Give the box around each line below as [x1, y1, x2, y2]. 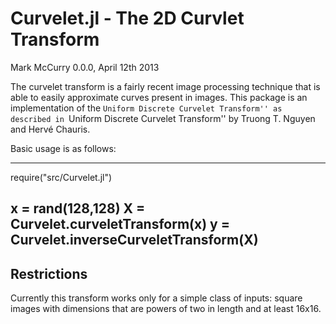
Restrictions [10, 265, 88, 282]
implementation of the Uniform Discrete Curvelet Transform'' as [10, 102, 283, 114]
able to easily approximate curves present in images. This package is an [10, 91, 308, 103]
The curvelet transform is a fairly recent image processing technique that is [10, 80, 321, 92]
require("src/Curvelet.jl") [10, 171, 113, 183]
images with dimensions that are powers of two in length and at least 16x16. [10, 303, 322, 315]
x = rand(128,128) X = [10, 200, 146, 217]
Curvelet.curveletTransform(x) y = [10, 216, 230, 233]
